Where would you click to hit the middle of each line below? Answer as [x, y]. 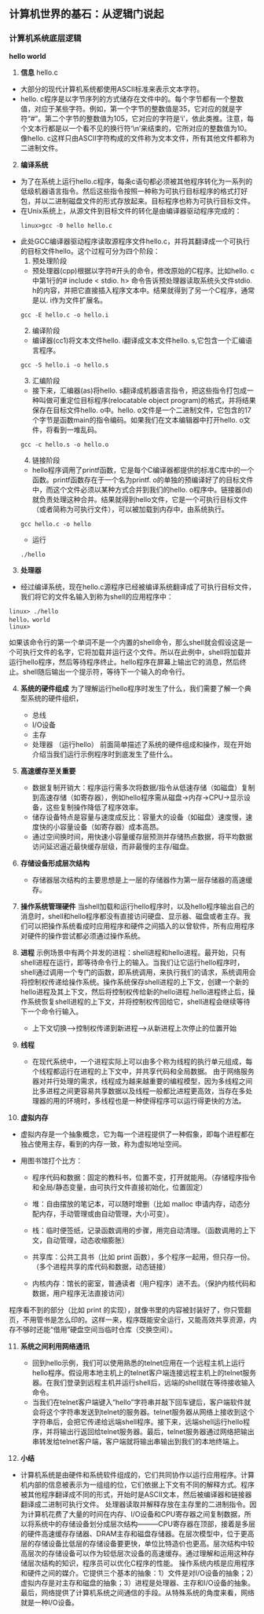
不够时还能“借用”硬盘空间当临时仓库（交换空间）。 [96, 1329]
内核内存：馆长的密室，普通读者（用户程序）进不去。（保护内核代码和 [144, 1283]
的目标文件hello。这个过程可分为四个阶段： [90, 251]
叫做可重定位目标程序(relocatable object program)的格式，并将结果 [147, 400]
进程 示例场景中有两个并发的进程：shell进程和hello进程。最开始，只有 [133, 952]
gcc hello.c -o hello [55, 524]
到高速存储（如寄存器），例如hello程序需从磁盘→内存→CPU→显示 [138, 797]
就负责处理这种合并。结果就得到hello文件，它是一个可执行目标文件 [140, 499]
